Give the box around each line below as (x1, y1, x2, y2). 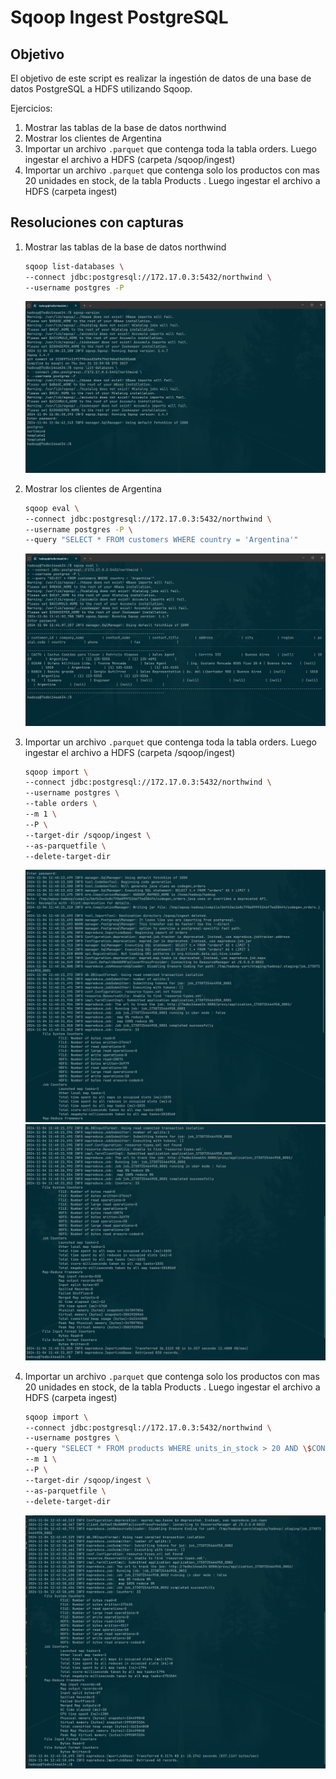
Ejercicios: (10, 102, 53, 114)
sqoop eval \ (24, 503, 80, 513)
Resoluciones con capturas (10, 214, 184, 231)
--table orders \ (24, 799, 98, 809)
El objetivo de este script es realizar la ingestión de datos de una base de (10, 72, 312, 84)
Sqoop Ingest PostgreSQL (10, 6, 229, 29)
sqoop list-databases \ (24, 261, 125, 271)
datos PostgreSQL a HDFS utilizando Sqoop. (10, 83, 193, 95)
